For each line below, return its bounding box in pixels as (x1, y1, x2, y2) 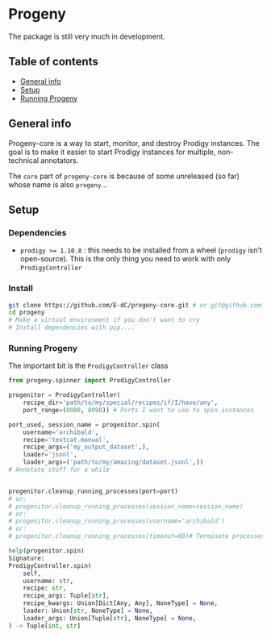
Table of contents (8, 55, 98, 69)
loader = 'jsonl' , (23, 451, 78, 459)
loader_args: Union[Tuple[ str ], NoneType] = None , (23, 614, 197, 622)
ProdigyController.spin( (8, 561, 92, 569)
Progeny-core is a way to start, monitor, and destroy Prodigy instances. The (8, 138, 261, 148)
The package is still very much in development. (8, 31, 165, 41)
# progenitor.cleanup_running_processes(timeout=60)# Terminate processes (8, 532, 265, 540)
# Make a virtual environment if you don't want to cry (8, 316, 200, 324)
